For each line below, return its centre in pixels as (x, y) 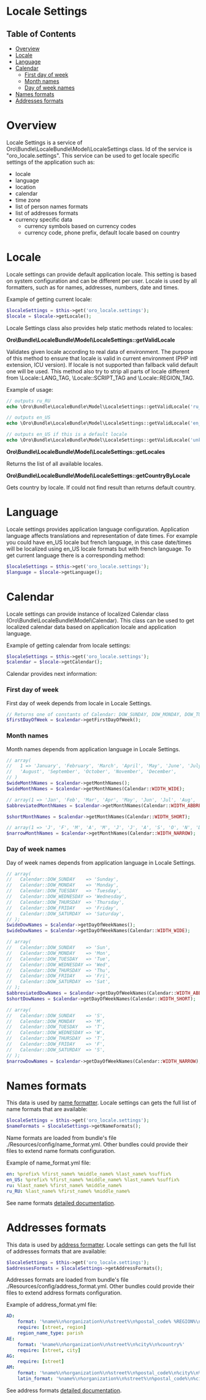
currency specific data (44, 220)
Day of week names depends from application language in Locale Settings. (101, 862)
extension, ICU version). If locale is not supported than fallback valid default (102, 365)
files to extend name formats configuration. (61, 1151)
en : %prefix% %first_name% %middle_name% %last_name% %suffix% (89, 1174)
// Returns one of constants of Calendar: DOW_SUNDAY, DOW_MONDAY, (94, 714)
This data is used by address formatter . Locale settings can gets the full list (101, 1245)
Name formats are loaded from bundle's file (61, 1138)
